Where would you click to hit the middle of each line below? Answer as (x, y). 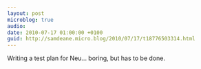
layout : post (26, 13)
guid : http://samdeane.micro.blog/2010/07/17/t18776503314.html (101, 39)
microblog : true (30, 20)
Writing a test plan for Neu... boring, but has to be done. (86, 58)
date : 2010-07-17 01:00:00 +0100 (55, 32)
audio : (17, 26)
